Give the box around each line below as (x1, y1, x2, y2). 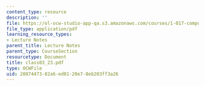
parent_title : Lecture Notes (6, 43, 81, 49)
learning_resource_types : (6, 31, 72, 38)
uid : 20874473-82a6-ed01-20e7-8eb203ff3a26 (6, 71, 119, 77)
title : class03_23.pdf (6, 59, 64, 65)
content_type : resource (6, 8, 67, 15)
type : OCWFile (6, 65, 43, 71)
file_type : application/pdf (6, 25, 78, 32)
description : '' (6, 15, 48, 21)
